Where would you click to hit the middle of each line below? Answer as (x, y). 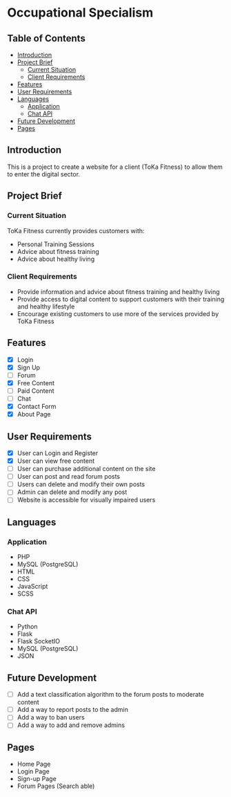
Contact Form (37, 406)
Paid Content (36, 391)
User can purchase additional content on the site (86, 469)
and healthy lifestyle (46, 306)
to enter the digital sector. (44, 174)
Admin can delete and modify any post (72, 492)
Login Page (33, 771)
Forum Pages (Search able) (56, 786)
